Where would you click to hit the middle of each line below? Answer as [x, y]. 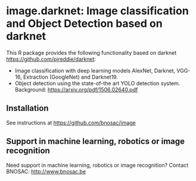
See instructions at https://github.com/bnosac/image [71, 123]
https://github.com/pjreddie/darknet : [51, 59]
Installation [27, 108]
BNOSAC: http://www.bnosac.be [46, 171]
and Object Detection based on [84, 24]
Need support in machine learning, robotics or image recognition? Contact [97, 165]
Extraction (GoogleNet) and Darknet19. [70, 77]
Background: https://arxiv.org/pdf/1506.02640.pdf [76, 89]
